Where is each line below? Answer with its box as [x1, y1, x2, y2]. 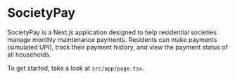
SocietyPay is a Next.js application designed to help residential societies [7, 28, 217, 36]
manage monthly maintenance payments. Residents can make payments [7, 35, 217, 43]
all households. [7, 50, 51, 59]
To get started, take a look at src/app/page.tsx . [7, 64, 144, 72]
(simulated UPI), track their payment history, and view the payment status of [7, 43, 229, 51]
